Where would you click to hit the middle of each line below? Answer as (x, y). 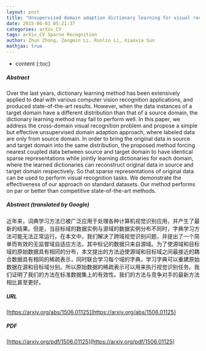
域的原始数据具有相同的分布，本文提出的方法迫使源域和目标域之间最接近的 (100, 251)
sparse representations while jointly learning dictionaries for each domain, (100, 158)
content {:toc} (33, 63)
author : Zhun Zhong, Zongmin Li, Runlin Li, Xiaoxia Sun (81, 40)
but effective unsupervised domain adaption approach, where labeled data (101, 132)
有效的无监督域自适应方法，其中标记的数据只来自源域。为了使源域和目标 (108, 244)
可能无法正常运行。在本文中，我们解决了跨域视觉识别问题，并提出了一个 (103, 236)
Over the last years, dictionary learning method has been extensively (93, 93)
